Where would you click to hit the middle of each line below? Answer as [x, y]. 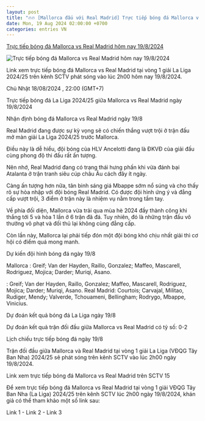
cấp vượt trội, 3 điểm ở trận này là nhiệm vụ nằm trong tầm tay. [85, 199]
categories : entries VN [37, 29]
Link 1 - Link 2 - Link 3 [34, 412]
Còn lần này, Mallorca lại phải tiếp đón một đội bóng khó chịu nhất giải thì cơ [102, 236]
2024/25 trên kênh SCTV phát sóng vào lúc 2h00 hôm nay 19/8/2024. [94, 76]
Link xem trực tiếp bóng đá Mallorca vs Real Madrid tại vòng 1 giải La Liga [99, 70]
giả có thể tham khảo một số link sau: [53, 401]
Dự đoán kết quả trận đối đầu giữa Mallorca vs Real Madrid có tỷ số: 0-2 [97, 327]
